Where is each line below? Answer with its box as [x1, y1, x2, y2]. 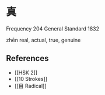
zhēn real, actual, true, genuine [6, 36, 81, 43]
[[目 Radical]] [14, 82, 47, 89]
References [6, 53, 49, 63]
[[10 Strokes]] [14, 75, 48, 82]
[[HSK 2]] [14, 69, 38, 76]
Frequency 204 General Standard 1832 [6, 25, 100, 32]
